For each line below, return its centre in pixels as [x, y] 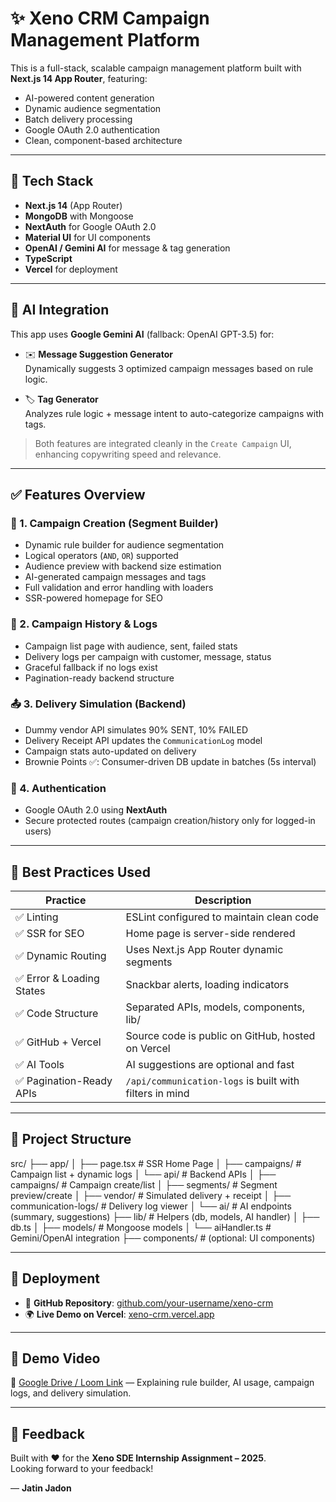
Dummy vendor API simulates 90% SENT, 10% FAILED [136, 729]
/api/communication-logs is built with [212, 1080]
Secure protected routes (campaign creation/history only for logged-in [170, 821]
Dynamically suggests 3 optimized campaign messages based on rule [169, 368]
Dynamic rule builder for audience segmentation [124, 545]
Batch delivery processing [78, 119]
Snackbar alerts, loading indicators [207, 984]
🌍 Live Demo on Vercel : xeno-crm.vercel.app [119, 1314]
